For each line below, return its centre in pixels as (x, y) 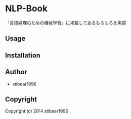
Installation (23, 55)
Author (16, 72)
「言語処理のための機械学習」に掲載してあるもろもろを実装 (66, 23)
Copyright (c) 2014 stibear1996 (37, 111)
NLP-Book (26, 9)
